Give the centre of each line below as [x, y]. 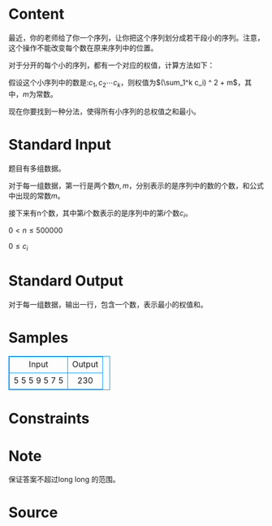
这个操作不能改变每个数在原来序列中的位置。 [83, 48]
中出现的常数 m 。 [37, 195]
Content [37, 14]
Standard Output [66, 281]
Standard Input [60, 144]
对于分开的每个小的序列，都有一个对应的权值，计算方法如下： [112, 65]
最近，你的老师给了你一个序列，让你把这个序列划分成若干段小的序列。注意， [136, 37]
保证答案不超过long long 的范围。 [64, 480]
